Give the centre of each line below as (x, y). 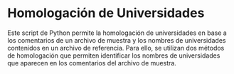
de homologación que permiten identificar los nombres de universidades (114, 55)
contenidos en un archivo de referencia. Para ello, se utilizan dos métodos (116, 48)
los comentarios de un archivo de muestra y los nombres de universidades (117, 40)
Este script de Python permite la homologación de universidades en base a (117, 33)
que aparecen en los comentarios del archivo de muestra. (92, 63)
